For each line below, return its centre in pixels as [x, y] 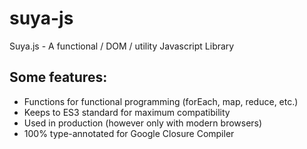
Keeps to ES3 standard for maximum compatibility [127, 112]
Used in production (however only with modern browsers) [143, 123]
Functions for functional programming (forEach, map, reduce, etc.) [161, 101]
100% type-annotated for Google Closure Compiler [129, 133]
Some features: [58, 77]
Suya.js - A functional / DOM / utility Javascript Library [122, 46]
